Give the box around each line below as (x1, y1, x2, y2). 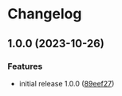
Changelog (7, 5, 82, 23)
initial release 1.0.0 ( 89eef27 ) (18, 78, 115, 88)
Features (7, 61, 43, 72)
